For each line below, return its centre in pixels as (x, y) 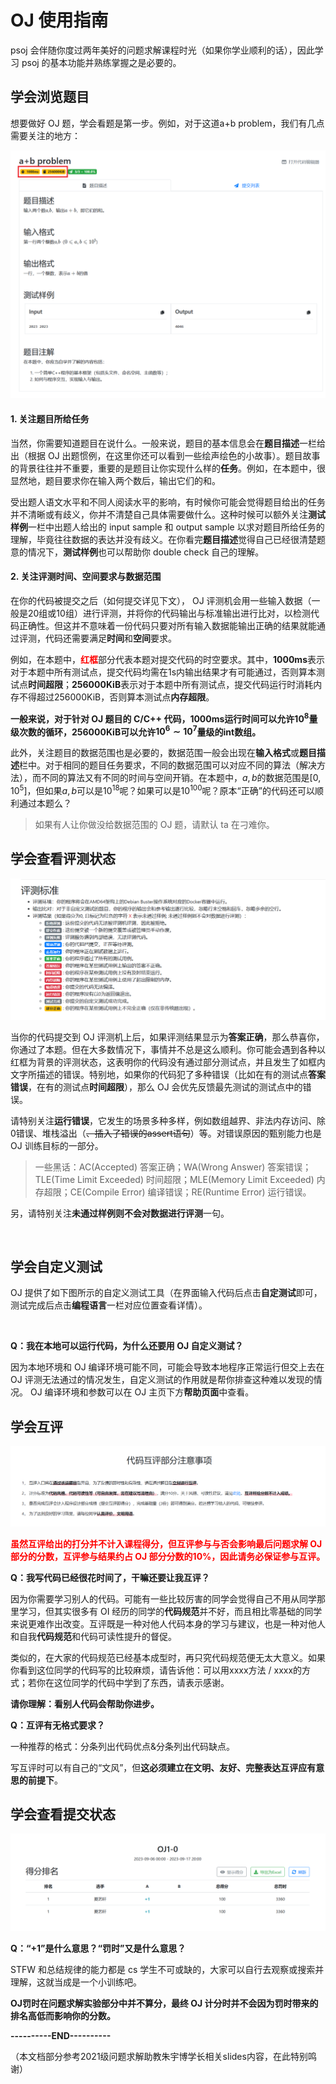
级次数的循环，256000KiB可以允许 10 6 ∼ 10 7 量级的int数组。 (136, 731)
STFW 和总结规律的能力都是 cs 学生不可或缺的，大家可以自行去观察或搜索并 (167, 1969)
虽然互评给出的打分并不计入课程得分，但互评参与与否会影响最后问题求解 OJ (166, 1543)
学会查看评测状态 (63, 859)
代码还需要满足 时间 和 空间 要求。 (110, 638)
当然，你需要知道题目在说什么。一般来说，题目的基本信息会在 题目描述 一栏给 (168, 443)
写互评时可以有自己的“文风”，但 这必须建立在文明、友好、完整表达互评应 (159, 1767)
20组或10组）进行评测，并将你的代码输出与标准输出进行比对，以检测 (169, 613)
